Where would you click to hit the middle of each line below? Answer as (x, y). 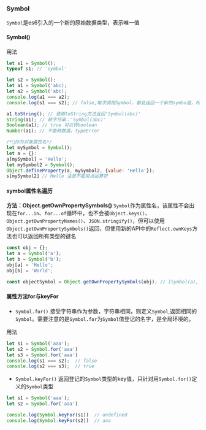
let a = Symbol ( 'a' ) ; (34, 254)
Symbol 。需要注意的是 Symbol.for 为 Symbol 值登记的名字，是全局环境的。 (105, 319)
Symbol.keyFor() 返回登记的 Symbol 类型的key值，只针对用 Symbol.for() (103, 379)
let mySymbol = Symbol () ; (39, 148)
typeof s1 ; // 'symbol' (37, 69)
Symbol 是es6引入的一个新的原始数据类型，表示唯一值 (73, 23)
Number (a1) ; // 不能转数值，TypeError (53, 131)
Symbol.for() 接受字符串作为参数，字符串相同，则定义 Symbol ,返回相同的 (106, 311)
